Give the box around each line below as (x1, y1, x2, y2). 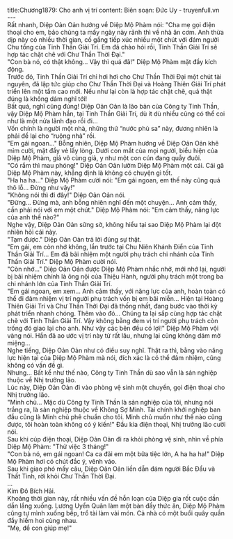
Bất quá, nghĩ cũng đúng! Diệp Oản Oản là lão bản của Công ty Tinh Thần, (7, 102, 220, 110)
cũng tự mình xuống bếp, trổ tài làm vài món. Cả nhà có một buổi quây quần (7, 509, 225, 517)
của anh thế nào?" (7, 213, 60, 221)
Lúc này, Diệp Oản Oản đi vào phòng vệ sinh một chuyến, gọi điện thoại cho (7, 383, 225, 391)
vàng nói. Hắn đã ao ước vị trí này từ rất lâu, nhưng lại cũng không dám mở (7, 331, 221, 340)
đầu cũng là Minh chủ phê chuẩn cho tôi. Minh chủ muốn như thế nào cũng (7, 413, 223, 421)
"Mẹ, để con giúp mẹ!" (7, 524, 72, 532)
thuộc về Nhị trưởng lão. (7, 376, 77, 384)
